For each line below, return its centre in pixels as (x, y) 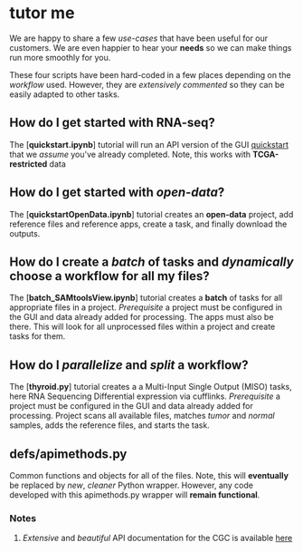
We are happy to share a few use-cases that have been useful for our (139, 38)
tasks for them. (38, 336)
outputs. (25, 233)
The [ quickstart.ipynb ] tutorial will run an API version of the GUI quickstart (149, 144)
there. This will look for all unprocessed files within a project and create (142, 327)
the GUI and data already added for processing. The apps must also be (142, 317)
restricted (28, 164)
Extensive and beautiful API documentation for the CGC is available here (157, 538)
